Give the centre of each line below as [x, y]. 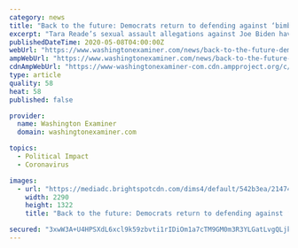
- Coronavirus [43, 165]
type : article [35, 75]
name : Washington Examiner [67, 124]
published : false [41, 100]
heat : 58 [25, 91]
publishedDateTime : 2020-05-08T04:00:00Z [87, 42]
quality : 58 [31, 83]
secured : [25, 230]
